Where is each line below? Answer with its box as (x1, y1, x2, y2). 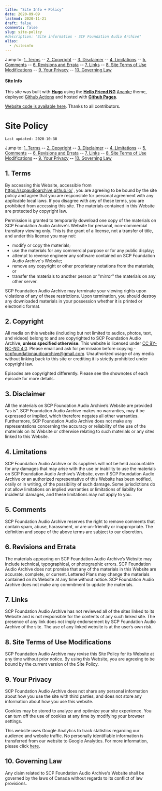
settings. (5, 718, 23, 724)
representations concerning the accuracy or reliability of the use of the (5, 423, 146, 429)
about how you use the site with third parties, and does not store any (5, 693, 142, 699)
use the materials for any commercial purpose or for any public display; (12, 247, 155, 253)
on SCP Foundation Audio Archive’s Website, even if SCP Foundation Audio (5, 471, 155, 477)
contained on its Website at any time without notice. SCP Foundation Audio (5, 576, 154, 582)
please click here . (5, 743, 40, 749)
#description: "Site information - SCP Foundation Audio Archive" (5, 34, 142, 39)
